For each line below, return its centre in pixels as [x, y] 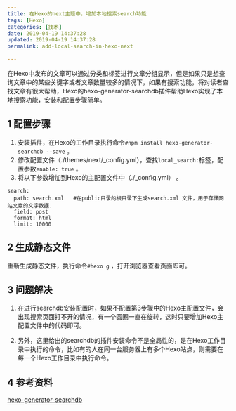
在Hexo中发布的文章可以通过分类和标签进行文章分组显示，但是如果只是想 [113, 73]
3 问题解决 [30, 290]
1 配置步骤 [29, 124]
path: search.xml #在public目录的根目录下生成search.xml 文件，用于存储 [116, 198]
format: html [33, 218]
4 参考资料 [30, 383]
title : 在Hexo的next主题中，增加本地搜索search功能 [77, 14]
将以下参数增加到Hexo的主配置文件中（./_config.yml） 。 [100, 177]
